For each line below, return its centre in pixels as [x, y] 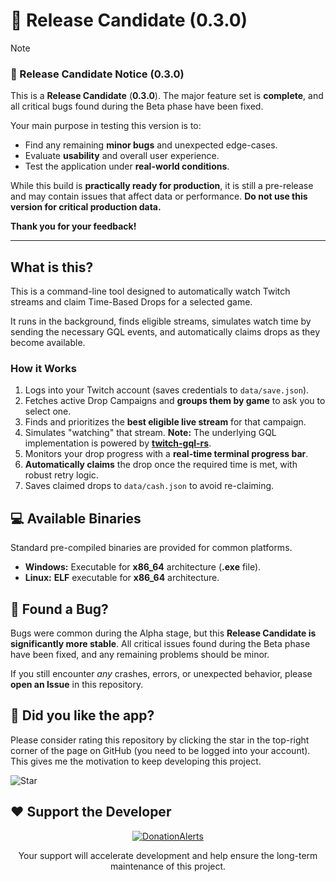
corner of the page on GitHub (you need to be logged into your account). [160, 750]
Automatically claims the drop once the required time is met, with [161, 465]
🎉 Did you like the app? [82, 715]
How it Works [43, 368]
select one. [48, 411]
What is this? [52, 267]
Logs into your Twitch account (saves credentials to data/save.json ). [167, 390]
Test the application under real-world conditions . [127, 166]
